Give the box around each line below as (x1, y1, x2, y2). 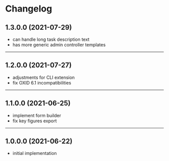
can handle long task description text (12, 36, 90, 42)
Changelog (5, 3, 52, 15)
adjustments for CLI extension (12, 74, 75, 80)
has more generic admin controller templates (12, 42, 106, 48)
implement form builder (12, 112, 61, 118)
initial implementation (12, 150, 57, 156)
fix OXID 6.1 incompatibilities (12, 79, 71, 86)
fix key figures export (12, 118, 57, 124)
